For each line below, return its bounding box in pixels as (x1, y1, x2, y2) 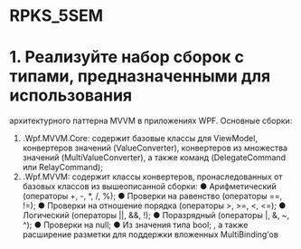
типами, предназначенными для (9, 66, 271, 87)
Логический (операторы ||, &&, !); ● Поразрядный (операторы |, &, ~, (22, 210, 290, 221)
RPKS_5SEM (9, 5, 104, 26)
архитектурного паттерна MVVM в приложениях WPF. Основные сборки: (9, 115, 293, 127)
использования (9, 85, 133, 106)
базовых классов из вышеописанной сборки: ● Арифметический (22, 181, 277, 192)
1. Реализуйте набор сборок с (9, 47, 245, 68)
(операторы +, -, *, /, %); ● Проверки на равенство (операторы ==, (22, 191, 283, 202)
